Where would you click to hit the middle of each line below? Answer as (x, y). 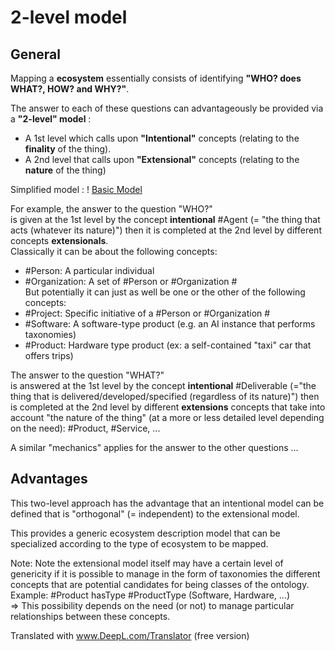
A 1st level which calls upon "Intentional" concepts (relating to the (162, 138)
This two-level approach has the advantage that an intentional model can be (167, 503)
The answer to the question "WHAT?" (87, 375)
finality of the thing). (68, 149)
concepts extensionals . (59, 240)
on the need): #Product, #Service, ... (85, 428)
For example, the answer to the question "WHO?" (111, 209)
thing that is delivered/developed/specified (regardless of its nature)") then (165, 396)
